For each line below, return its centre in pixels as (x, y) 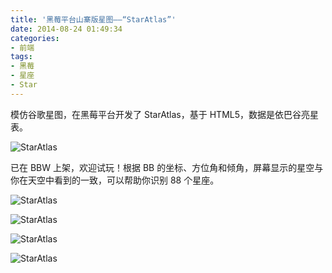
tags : (21, 57)
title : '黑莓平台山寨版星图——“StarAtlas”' (93, 19)
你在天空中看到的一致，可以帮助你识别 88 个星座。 (115, 180)
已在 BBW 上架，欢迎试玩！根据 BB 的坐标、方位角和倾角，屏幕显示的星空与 (167, 167)
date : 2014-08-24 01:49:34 (66, 29)
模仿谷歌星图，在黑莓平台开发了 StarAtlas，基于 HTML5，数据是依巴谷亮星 (164, 114)
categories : (35, 38)
